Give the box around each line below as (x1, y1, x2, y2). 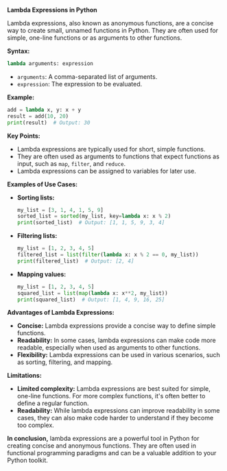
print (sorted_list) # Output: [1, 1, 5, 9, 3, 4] (16, 219, 165, 226)
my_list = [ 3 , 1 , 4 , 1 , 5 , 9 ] (16, 206, 104, 213)
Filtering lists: (16, 232, 58, 240)
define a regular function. (16, 399, 89, 407)
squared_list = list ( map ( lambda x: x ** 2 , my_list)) (16, 289, 168, 297)
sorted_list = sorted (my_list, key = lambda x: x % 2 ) (16, 213, 171, 220)
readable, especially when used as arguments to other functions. (16, 343, 201, 352)
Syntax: (7, 47, 30, 55)
